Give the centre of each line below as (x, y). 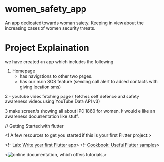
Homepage (24, 71)
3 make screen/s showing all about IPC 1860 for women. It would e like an (80, 111)
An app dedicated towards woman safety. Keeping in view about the (75, 23)
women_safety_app (46, 9)
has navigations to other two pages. (56, 76)
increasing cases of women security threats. (50, 28)
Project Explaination (47, 48)
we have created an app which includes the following (59, 61)
